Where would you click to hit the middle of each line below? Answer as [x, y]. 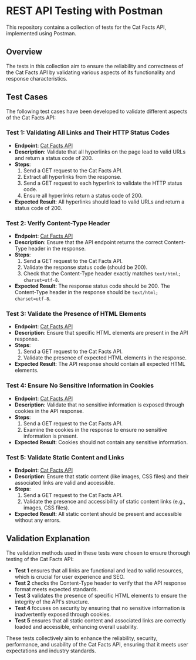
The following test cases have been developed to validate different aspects [97, 111]
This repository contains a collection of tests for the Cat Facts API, [86, 27]
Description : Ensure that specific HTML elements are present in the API [101, 333]
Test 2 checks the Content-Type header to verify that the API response [100, 583]
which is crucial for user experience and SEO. [70, 576]
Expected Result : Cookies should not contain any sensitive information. [101, 442]
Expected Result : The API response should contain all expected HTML [100, 364]
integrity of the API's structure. [52, 602]
